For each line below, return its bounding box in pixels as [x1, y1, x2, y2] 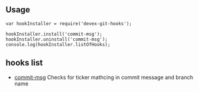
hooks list [5, 58, 43, 68]
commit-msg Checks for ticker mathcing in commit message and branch [14, 73, 194, 81]
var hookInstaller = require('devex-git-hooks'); [5, 20, 132, 26]
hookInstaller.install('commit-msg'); [5, 31, 102, 37]
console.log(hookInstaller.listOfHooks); [5, 41, 111, 47]
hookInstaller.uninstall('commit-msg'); [5, 36, 108, 42]
